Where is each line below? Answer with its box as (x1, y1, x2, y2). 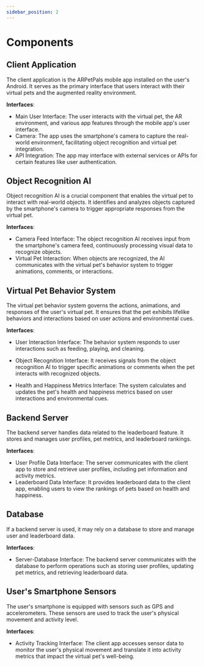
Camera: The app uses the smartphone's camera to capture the (15, 132, 176, 140)
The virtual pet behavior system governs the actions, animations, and (6, 302, 181, 309)
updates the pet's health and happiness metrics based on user (15, 388, 173, 395)
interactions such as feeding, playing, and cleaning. (15, 345, 145, 353)
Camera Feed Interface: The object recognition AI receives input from (15, 235, 191, 242)
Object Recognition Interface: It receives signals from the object (15, 357, 176, 364)
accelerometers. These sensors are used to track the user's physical (6, 609, 179, 616)
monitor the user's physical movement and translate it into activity (15, 646, 181, 653)
